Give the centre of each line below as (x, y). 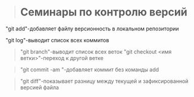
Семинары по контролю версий (104, 12)
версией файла (39, 87)
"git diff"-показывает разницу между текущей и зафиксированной (104, 81)
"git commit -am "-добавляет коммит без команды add (89, 69)
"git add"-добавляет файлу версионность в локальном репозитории (92, 29)
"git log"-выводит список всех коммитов (57, 40)
